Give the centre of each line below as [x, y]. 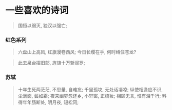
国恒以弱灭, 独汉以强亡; [42, 25]
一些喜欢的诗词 [37, 10]
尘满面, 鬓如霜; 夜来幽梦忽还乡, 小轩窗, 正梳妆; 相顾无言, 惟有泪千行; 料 [92, 96]
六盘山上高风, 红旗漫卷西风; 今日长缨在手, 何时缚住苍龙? [77, 52]
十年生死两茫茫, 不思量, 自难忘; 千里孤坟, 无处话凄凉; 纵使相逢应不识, [90, 89]
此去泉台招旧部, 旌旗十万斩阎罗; [51, 63]
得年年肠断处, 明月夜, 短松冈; [48, 102]
